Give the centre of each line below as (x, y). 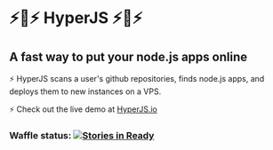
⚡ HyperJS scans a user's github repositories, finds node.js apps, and (137, 79)
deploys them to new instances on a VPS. (85, 91)
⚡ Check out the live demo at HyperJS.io (84, 109)
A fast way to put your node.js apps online (128, 56)
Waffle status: (40, 135)
